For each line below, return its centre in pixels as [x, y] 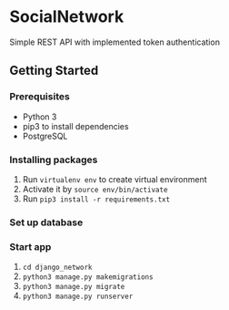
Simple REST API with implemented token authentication [115, 42]
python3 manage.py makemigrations [88, 277]
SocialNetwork [67, 17]
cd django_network [57, 268]
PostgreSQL [45, 136]
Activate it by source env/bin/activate [95, 189]
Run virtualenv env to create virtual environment [114, 179]
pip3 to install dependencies [75, 126]
